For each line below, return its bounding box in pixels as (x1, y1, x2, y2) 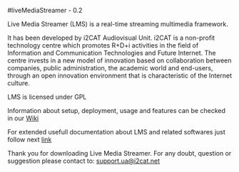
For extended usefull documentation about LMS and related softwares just (7, 128, 226, 136)
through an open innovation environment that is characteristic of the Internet (7, 71, 233, 80)
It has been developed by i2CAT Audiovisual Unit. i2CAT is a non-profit (7, 33, 215, 42)
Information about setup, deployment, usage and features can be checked (7, 107, 226, 114)
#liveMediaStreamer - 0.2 (7, 6, 83, 14)
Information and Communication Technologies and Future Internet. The (7, 49, 216, 57)
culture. (7, 79, 30, 87)
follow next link (7, 135, 52, 144)
